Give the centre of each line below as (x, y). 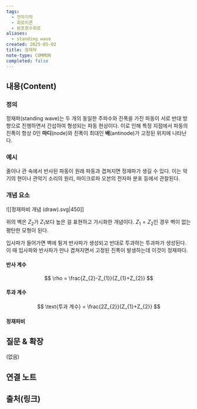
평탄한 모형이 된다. (27, 230)
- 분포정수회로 (26, 28)
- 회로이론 (22, 22)
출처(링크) (24, 399)
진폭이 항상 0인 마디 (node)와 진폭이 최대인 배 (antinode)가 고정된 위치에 (89, 133)
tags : (13, 11)
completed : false (27, 61)
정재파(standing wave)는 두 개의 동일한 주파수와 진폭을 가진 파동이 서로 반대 (94, 118)
